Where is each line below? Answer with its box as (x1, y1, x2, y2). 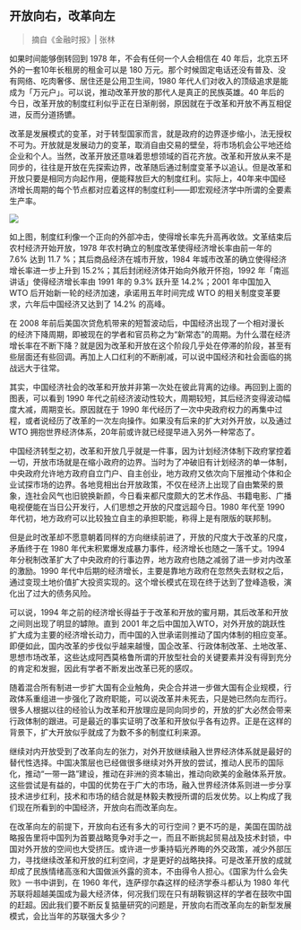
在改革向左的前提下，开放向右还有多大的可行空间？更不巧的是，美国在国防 (9, 821, 284, 831)
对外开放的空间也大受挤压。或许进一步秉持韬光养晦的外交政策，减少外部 (16, 843, 284, 854)
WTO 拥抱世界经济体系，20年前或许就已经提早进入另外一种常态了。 (9, 426, 260, 437)
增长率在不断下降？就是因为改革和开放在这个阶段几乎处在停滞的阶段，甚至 (9, 340, 284, 351)
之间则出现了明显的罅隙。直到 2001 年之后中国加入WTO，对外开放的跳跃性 (9, 618, 286, 629)
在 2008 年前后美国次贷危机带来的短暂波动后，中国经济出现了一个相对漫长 (9, 317, 285, 328)
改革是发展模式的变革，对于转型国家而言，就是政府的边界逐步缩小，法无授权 (9, 128, 292, 139)
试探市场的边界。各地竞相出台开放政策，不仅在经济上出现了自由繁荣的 (16, 479, 276, 490)
